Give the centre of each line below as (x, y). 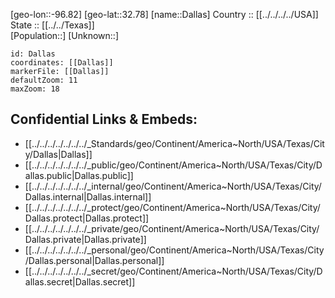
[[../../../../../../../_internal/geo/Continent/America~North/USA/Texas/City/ (173, 186)
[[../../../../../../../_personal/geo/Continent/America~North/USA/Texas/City (174, 250)
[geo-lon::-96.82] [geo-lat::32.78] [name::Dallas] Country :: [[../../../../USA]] (164, 14)
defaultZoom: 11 (44, 80)
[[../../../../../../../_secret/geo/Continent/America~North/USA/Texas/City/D (173, 271)
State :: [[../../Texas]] (52, 25)
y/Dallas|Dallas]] (58, 154)
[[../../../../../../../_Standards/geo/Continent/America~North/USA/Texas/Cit (174, 143)
